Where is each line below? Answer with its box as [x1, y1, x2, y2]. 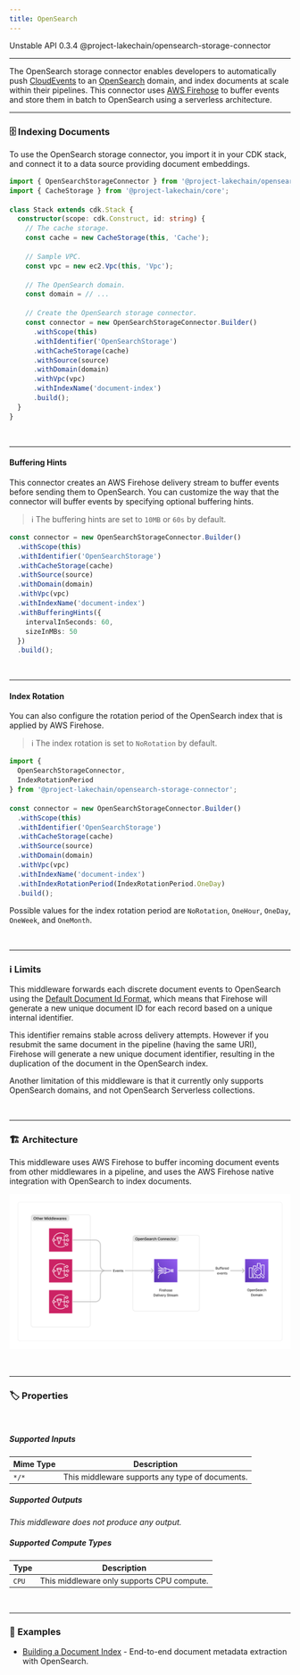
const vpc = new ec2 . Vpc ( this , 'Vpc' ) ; [25, 262, 174, 271]
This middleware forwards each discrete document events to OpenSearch [9, 983, 281, 995]
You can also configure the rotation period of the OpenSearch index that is [9, 711, 283, 721]
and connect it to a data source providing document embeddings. [9, 158, 250, 169]
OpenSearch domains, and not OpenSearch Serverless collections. [9, 1085, 255, 1096]
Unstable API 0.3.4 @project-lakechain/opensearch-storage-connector [9, 40, 271, 51]
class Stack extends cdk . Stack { [9, 205, 134, 214]
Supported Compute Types [9, 1537, 112, 1548]
